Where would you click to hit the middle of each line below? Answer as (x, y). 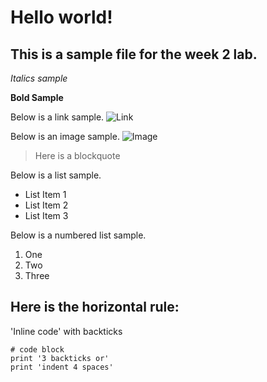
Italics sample (39, 78)
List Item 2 (46, 205)
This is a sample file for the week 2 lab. (134, 54)
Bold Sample (37, 97)
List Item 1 (45, 194)
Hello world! (61, 17)
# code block (37, 349)
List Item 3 (46, 215)
